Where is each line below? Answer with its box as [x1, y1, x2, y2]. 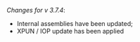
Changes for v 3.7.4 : [6, 6, 66, 14]
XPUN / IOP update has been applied [16, 27, 125, 35]
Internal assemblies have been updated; [16, 20, 133, 27]
